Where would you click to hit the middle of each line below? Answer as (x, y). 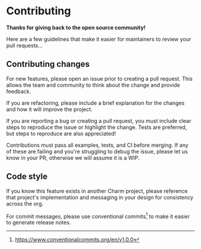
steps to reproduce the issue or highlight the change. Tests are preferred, (97, 127)
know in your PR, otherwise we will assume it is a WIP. (73, 158)
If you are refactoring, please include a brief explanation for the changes (95, 103)
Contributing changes (48, 64)
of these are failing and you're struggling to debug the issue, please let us (97, 151)
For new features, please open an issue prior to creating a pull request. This (100, 78)
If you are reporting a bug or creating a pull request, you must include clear (99, 121)
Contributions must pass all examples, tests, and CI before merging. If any (97, 145)
